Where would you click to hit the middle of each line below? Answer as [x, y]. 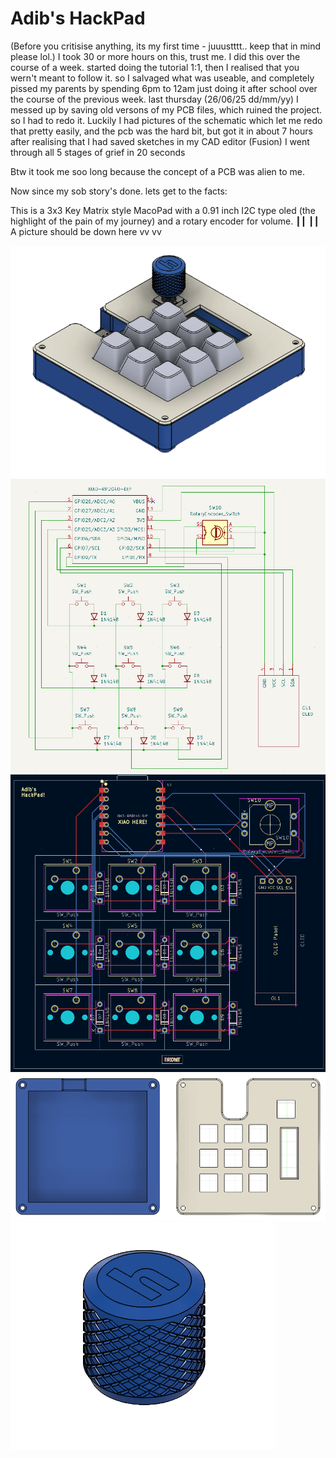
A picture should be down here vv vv [86, 231]
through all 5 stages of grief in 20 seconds [98, 152]
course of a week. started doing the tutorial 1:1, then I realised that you [155, 67]
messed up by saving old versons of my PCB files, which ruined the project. [166, 109]
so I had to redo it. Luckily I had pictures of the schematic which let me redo [166, 120]
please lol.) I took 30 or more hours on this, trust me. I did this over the [155, 56]
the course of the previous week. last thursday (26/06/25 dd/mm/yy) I [154, 99]
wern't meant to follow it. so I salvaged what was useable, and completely [162, 78]
